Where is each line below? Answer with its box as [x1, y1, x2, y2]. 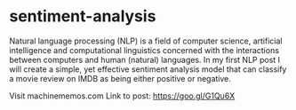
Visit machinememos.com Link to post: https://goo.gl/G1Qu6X [9, 90, 236, 101]
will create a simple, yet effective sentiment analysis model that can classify [9, 64, 287, 75]
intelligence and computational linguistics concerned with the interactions [9, 44, 280, 55]
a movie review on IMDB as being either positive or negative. [9, 73, 231, 83]
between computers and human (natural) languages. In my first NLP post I [9, 54, 281, 65]
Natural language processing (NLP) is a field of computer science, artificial [9, 35, 283, 46]
